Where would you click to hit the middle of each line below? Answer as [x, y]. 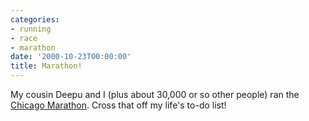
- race [24, 38]
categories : [35, 19]
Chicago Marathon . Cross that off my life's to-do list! [118, 105]
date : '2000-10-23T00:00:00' [71, 57]
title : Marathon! [46, 66]
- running [31, 29]
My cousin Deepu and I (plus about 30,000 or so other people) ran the [155, 94]
